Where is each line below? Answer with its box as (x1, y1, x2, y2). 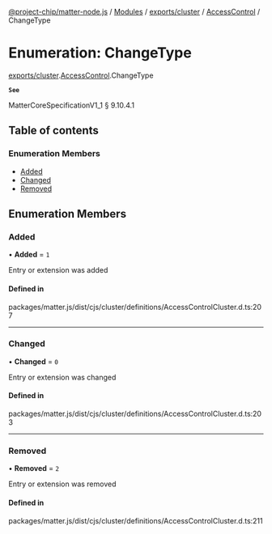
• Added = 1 (8, 250, 50, 260)
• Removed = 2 (8, 464, 59, 473)
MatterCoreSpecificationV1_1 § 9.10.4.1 (8, 100, 135, 110)
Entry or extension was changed (8, 372, 117, 382)
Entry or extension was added (8, 265, 108, 275)
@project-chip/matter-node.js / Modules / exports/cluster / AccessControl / (8, 7, 261, 16)
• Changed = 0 (8, 356, 59, 367)
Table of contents (8, 124, 99, 138)
